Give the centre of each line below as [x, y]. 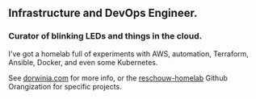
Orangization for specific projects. [65, 86]
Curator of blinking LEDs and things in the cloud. [105, 36]
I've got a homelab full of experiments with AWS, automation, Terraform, [128, 54]
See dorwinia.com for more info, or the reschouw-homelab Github [118, 78]
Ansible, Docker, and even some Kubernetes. [83, 62]
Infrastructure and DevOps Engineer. [103, 13]
